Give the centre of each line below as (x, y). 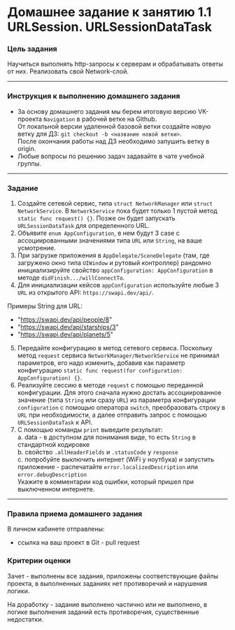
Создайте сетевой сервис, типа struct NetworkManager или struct (115, 203)
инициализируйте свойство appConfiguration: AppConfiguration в (115, 271)
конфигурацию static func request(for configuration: (100, 371)
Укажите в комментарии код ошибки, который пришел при (106, 482)
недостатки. (26, 619)
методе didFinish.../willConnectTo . (71, 278)
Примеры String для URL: (45, 306)
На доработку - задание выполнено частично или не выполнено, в (107, 604)
